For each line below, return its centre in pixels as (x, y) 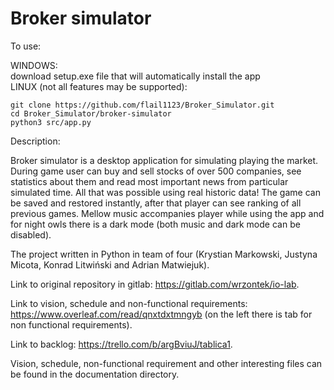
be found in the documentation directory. (95, 374)
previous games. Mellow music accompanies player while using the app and (167, 213)
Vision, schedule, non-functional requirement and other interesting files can (166, 363)
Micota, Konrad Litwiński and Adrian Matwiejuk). (110, 264)
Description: (35, 141)
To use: (26, 46)
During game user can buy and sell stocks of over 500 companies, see (156, 171)
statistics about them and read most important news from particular (149, 181)
